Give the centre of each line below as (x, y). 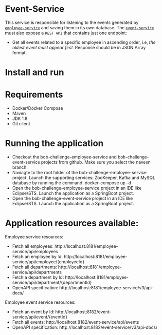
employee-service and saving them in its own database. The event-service (80, 27)
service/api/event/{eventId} (40, 317)
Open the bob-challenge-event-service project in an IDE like (72, 198)
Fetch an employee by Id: (37, 256)
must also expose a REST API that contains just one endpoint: (66, 33)
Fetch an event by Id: (33, 312)
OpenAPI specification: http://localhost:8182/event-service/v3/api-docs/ (85, 327)
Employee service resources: (34, 236)
